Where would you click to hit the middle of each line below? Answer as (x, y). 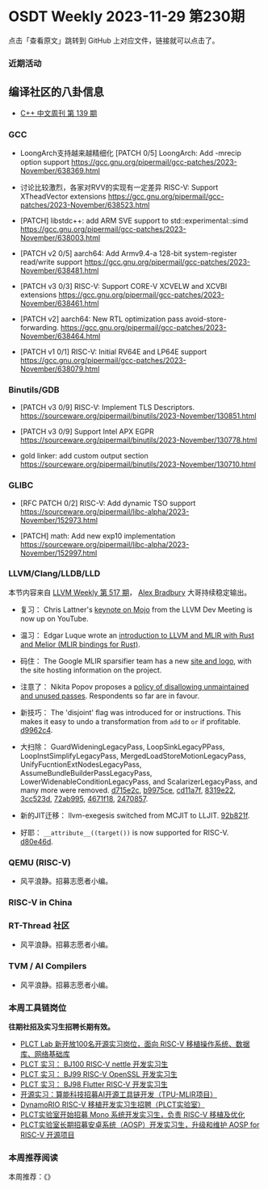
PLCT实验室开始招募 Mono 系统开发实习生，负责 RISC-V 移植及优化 (132, 1114)
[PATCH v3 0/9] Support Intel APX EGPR (87, 432)
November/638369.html (60, 170)
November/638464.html (60, 336)
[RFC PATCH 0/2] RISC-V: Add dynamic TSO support (108, 503)
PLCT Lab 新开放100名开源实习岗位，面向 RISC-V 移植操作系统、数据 (135, 1044)
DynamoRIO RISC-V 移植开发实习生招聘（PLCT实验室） (112, 1104)
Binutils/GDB (34, 390)
